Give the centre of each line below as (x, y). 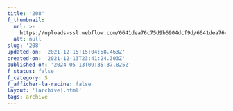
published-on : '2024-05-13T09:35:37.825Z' (69, 65)
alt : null (27, 39)
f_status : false (31, 71)
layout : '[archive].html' (44, 90)
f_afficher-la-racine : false (49, 84)
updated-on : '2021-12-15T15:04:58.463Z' (67, 52)
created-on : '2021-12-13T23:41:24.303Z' (67, 59)
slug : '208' (24, 46)
